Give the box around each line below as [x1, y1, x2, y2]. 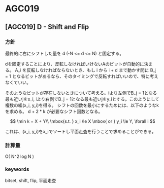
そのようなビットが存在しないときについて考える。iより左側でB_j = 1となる [5, 90, 157, 96]
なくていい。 [5, 79, 31, 85]
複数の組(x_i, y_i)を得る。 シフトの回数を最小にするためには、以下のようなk [5, 102, 159, 108]
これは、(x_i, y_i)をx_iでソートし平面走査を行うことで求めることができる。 [5, 128, 157, 134]
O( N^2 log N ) [5, 153, 34, 159]
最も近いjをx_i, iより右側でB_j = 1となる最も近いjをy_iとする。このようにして [5, 96, 160, 102]
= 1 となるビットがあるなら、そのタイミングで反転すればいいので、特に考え [5, 73, 159, 79]
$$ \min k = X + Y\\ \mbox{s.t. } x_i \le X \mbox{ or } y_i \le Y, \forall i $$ [10, 118, 156, 124]
